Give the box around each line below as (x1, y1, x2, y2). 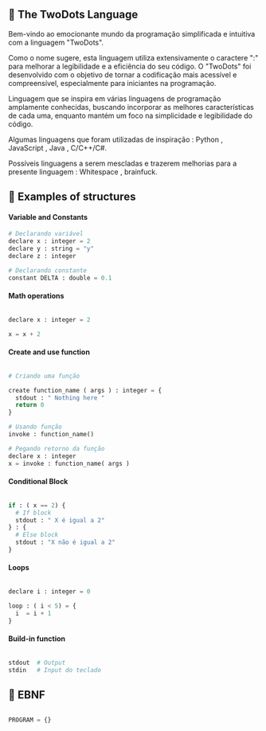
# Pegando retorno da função (8, 444, 105, 452)
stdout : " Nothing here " (15, 393, 105, 402)
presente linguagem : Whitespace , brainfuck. (8, 166, 158, 176)
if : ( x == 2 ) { (8, 501, 66, 510)
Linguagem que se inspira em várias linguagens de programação (8, 93, 221, 104)
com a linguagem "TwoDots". (8, 37, 104, 47)
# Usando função (8, 423, 62, 431)
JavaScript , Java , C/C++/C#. (8, 143, 108, 152)
